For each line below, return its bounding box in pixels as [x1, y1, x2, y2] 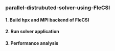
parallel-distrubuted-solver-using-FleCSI [5, 4, 110, 11]
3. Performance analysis [5, 40, 59, 46]
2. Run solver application [5, 29, 60, 35]
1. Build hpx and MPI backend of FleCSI [5, 17, 89, 23]
